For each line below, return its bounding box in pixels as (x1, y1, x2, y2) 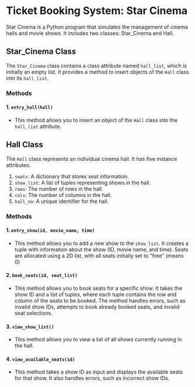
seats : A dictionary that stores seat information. (14, 172, 130, 179)
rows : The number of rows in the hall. (14, 185, 103, 192)
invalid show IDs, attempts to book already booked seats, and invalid (14, 303, 180, 310)
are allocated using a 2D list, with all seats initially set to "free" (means (14, 252, 184, 259)
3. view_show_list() (6, 323, 54, 330)
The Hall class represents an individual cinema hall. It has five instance (6, 155, 177, 162)
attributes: (6, 161, 31, 168)
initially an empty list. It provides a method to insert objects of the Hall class (6, 68, 189, 75)
